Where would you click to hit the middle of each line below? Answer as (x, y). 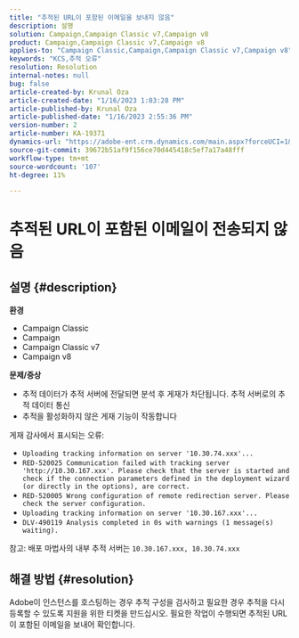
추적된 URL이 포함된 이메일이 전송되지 (139, 229)
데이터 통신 (51, 405)
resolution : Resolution (53, 68)
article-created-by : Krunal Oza (69, 92)
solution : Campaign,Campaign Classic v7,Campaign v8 (109, 34)
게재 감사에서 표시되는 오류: (57, 435)
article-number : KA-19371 (57, 134)
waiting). (40, 531)
